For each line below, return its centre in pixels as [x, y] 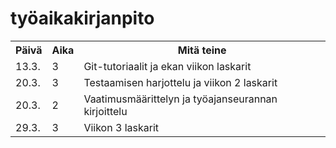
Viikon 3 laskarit [121, 127]
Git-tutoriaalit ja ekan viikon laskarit [167, 66]
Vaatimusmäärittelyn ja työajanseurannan [180, 99]
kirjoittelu [105, 111]
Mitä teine [202, 50]
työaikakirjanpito [82, 18]
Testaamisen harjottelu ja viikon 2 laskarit [180, 82]
